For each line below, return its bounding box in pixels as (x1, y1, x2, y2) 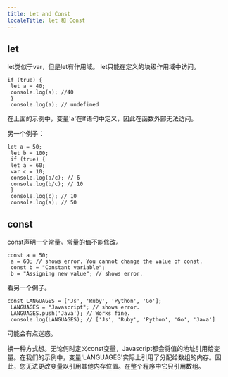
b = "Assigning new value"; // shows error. (10, 271, 143, 278)
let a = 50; (7, 144, 42, 151)
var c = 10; (10, 168, 46, 175)
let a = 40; (10, 82, 46, 90)
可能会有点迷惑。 (7, 329, 57, 338)
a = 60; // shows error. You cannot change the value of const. (10, 258, 203, 265)
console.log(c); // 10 (10, 193, 77, 200)
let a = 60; (10, 162, 46, 169)
